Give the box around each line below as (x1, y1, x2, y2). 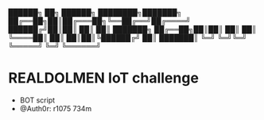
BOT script (19, 95, 56, 105)
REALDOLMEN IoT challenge (8, 69, 199, 87)
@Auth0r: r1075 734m (19, 103, 92, 113)
